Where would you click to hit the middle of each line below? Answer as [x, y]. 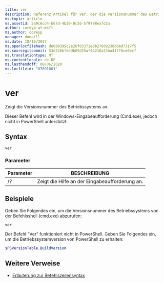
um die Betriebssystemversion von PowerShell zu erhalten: [64, 239]
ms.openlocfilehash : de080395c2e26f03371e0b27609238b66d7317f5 [71, 46]
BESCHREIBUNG [90, 173]
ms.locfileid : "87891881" [31, 69]
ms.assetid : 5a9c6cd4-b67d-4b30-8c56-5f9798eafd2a [58, 23]
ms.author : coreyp [24, 32]
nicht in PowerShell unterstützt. [37, 121]
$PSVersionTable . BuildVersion [36, 248]
